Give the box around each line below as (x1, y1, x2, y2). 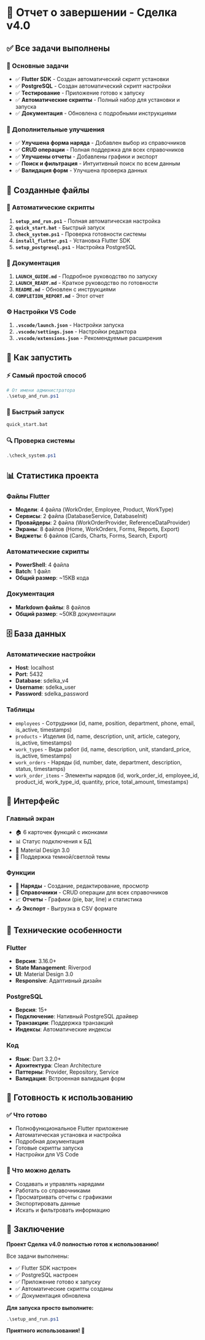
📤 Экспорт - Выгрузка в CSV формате (15, 905, 118, 912)
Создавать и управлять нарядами (15, 1180, 105, 1187)
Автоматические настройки (6, 650, 96, 659)
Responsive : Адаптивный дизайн (15, 977, 102, 985)
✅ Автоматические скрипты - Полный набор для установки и (15, 96, 180, 103)
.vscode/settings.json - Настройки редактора (15, 328, 137, 335)
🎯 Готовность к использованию (6, 1093, 133, 1103)
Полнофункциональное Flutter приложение (15, 1125, 129, 1132)
